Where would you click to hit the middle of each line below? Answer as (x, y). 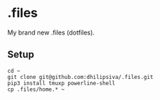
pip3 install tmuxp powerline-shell (61, 83)
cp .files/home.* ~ (36, 89)
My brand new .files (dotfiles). (51, 32)
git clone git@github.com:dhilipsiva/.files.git (80, 77)
